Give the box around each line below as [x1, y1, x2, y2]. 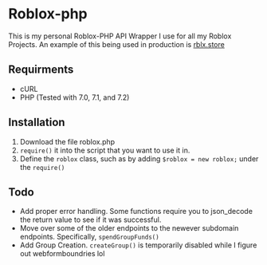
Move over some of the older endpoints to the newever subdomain [19, 223, 239, 233]
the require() [19, 162, 65, 172]
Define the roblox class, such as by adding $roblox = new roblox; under [19, 153, 259, 164]
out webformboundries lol [19, 249, 105, 259]
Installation [8, 116, 65, 129]
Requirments [8, 63, 74, 77]
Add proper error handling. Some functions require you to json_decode [19, 207, 253, 216]
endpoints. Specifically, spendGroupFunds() [19, 232, 159, 242]
